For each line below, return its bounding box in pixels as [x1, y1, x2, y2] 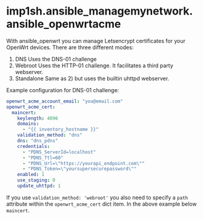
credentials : [17, 143, 50, 149]
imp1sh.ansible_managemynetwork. [6, 4, 193, 18]
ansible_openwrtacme [6, 17, 121, 31]
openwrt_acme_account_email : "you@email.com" [6, 98, 123, 104]
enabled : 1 [17, 172, 45, 178]
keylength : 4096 [17, 115, 59, 121]
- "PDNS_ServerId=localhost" [22, 149, 96, 155]
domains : [17, 121, 39, 127]
